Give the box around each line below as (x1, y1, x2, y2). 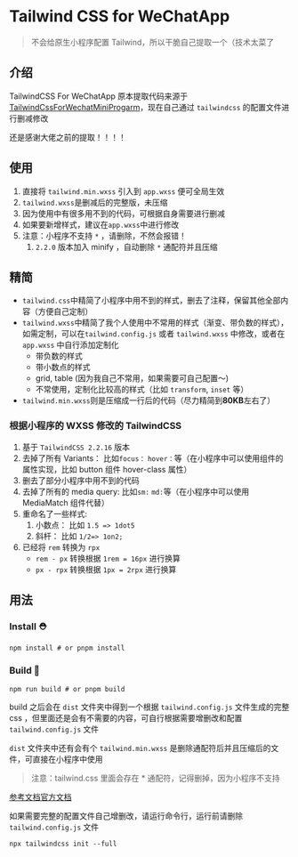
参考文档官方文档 (9, 791, 72, 802)
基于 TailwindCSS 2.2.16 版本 (21, 441, 131, 452)
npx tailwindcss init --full (9, 839, 117, 848)
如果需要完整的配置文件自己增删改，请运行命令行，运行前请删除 (9, 810, 243, 821)
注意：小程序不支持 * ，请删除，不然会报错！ (21, 230, 187, 241)
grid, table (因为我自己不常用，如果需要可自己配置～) (35, 373, 230, 384)
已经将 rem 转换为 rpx (21, 541, 101, 553)
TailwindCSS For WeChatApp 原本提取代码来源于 (9, 91, 189, 101)
